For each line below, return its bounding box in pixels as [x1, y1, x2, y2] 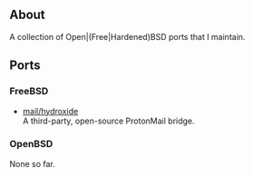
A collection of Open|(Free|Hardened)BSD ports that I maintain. [9, 31, 246, 42]
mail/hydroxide [22, 105, 79, 116]
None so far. [9, 158, 56, 169]
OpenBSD [9, 138, 54, 151]
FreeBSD [9, 85, 49, 98]
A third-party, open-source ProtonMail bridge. [22, 115, 195, 126]
